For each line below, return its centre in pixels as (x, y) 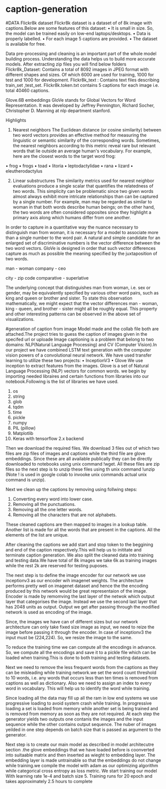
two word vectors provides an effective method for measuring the (80, 135)
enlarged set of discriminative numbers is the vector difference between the (83, 243)
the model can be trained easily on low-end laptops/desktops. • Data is (78, 33)
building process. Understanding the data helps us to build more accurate (81, 59)
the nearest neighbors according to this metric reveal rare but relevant (84, 145)
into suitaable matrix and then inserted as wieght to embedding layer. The (81, 755)
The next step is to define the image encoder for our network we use (76, 575)
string (19, 396)
